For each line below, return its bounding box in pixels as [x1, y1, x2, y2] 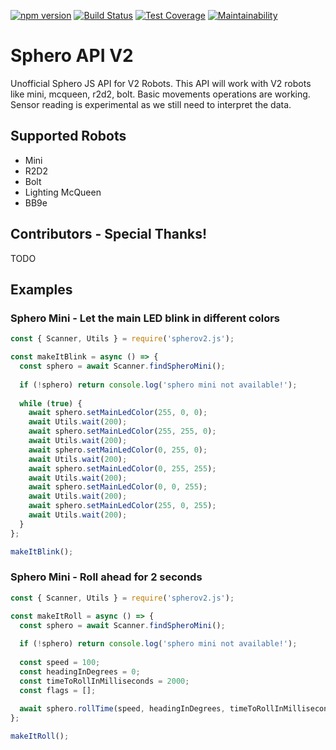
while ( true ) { [19, 398, 83, 409]
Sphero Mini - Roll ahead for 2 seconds [10, 570, 203, 584]
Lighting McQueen [24, 186, 102, 198]
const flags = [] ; [19, 685, 97, 695]
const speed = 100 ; [19, 658, 101, 668]
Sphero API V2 [10, 45, 134, 67]
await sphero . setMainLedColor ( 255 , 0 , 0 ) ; [28, 408, 208, 418]
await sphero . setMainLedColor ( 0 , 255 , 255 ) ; [28, 463, 217, 474]
